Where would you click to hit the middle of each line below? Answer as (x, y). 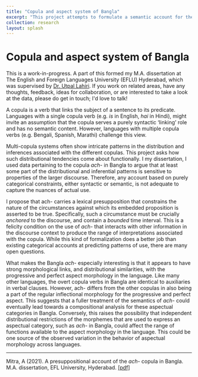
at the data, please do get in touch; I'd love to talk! (67, 98)
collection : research (33, 22)
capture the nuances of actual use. (48, 190)
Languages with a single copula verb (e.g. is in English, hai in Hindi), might (96, 116)
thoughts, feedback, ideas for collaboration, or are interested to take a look (97, 92)
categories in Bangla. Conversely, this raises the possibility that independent (99, 313)
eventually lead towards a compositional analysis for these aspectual (90, 307)
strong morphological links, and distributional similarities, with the (86, 269)
